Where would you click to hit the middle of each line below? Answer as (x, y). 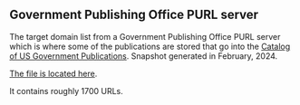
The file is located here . (53, 73)
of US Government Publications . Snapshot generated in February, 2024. (144, 56)
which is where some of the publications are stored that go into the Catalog (150, 46)
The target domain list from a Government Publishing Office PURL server (145, 36)
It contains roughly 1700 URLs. (67, 91)
